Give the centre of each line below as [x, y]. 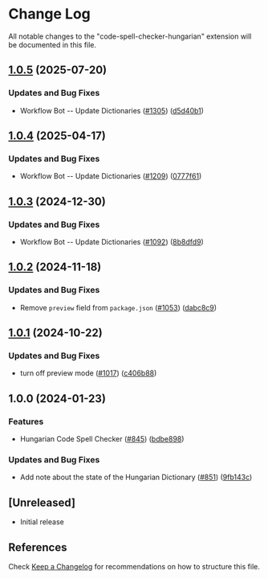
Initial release [42, 522]
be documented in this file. [53, 44]
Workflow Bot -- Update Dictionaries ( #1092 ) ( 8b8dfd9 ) [112, 242]
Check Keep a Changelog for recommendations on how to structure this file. [134, 566]
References [38, 547]
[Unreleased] [42, 502]
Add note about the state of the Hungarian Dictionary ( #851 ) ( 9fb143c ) [136, 477]
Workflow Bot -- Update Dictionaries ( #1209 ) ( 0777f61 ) [111, 176]
